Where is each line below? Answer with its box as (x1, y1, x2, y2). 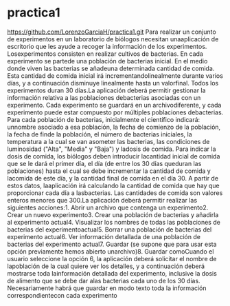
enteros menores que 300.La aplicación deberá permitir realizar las (7, 196, 198, 204)
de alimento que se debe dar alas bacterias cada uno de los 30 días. (7, 276, 200, 285)
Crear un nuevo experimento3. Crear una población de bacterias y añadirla (7, 210, 219, 218)
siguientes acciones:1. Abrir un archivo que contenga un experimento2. (7, 203, 209, 212)
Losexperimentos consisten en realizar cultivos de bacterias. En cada (7, 50, 204, 58)
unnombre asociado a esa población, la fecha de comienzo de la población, (7, 123, 221, 131)
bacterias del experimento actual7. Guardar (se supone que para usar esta (7, 240, 218, 248)
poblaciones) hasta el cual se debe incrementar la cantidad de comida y (7, 167, 211, 175)
